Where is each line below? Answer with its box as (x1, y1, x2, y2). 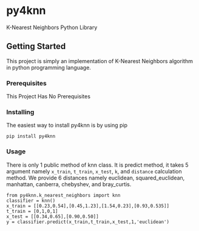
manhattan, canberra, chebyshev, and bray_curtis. (6, 180, 132, 188)
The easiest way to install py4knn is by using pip (6, 122, 127, 129)
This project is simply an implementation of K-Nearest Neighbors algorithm (6, 57, 193, 64)
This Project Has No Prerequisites (6, 93, 91, 100)
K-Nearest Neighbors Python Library (6, 24, 98, 31)
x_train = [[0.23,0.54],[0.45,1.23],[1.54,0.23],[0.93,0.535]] (6, 203, 170, 209)
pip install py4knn (6, 133, 56, 139)
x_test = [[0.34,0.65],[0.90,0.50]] (6, 213, 99, 219)
